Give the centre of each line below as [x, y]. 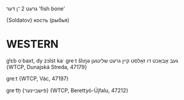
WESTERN [32, 44]
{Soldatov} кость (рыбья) [38, 20]
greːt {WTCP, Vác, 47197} [37, 78]
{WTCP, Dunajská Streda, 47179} [47, 67]
